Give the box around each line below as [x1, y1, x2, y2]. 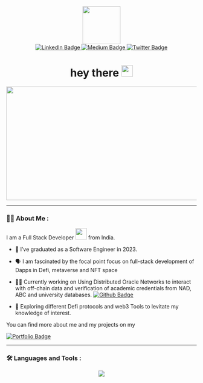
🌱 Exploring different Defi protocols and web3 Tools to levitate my [14, 303, 179, 310]
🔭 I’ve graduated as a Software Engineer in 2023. [14, 245, 138, 253]
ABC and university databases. [14, 291, 92, 299]
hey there [70, 66, 120, 80]
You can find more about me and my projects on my [6, 321, 135, 328]
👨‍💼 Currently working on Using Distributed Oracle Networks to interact [14, 278, 192, 285]
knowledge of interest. [14, 309, 71, 317]
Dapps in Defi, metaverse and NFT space [14, 267, 118, 274]
